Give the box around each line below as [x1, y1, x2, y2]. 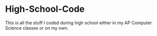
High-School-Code [5, 3, 85, 15]
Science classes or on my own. [5, 25, 69, 31]
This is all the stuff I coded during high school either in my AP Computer [5, 20, 152, 26]
